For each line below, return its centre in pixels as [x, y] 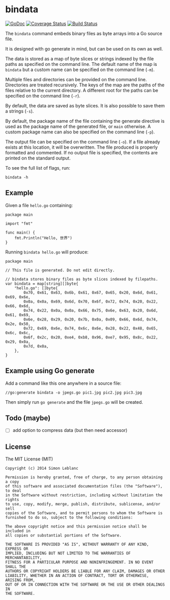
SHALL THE [16, 567]
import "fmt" [19, 223]
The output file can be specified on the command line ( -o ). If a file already [83, 142]
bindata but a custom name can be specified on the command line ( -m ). [80, 70]
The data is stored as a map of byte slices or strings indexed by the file [80, 59]
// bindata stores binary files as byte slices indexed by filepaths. [82, 279]
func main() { [20, 233]
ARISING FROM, [20, 580]
